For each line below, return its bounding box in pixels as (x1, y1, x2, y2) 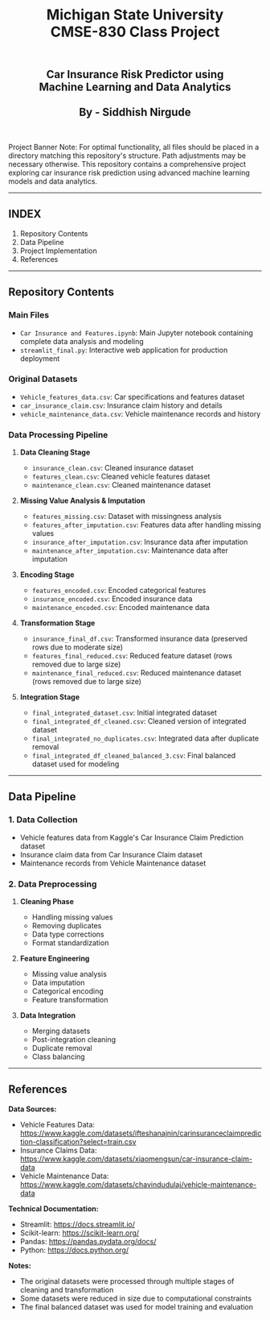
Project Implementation (19, 246, 98, 255)
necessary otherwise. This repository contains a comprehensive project (8, 160, 247, 168)
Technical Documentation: (8, 1203, 99, 1214)
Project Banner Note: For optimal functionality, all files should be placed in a (8, 143, 260, 152)
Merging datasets (31, 1026, 91, 1036)
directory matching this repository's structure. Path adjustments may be (8, 151, 247, 160)
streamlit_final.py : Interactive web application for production (19, 345, 228, 355)
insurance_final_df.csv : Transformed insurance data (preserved (31, 634, 247, 644)
